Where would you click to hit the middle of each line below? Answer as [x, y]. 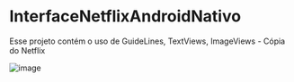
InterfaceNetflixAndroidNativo [125, 16]
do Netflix [27, 50]
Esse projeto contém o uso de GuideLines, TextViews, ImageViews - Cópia [147, 41]
